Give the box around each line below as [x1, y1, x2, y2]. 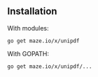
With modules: [7, 24, 49, 32]
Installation [7, 6, 57, 17]
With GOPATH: [7, 49, 49, 58]
